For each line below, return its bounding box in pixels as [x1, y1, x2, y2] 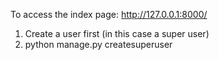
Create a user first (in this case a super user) [24, 28, 210, 39]
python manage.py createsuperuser [24, 39, 173, 50]
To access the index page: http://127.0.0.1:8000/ [10, 9, 208, 20]
